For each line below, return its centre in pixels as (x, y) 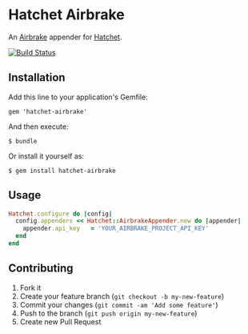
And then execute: (38, 127)
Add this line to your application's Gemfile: (78, 97)
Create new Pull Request (60, 321)
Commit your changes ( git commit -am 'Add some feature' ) (119, 304)
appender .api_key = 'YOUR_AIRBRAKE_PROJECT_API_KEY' (116, 229)
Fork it (30, 288)
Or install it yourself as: (46, 156)
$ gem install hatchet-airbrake (62, 171)
